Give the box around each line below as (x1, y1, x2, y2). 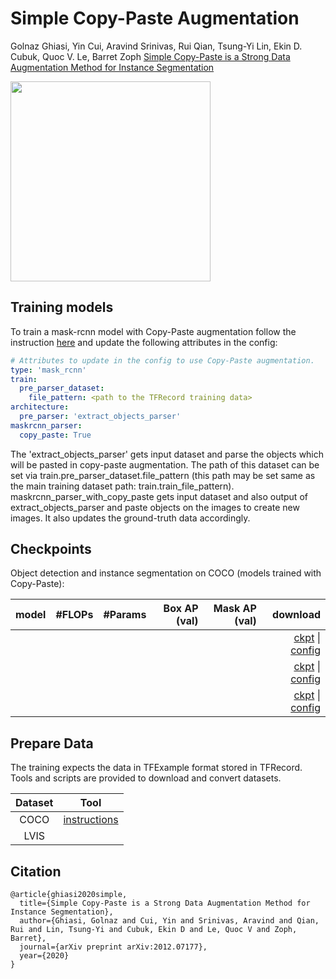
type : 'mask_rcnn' (10, 365, 87, 375)
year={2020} (19, 951, 70, 961)
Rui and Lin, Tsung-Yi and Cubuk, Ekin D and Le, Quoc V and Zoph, (10, 925, 298, 935)
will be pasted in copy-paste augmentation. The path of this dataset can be (10, 458, 320, 471)
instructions (63, 813, 119, 827)
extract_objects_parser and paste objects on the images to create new (10, 501, 300, 513)
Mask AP (213, 602, 257, 616)
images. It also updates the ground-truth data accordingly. (10, 512, 251, 524)
